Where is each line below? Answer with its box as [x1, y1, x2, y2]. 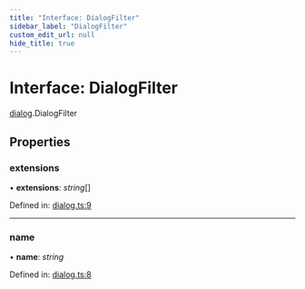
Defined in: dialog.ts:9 [9, 199, 93, 210]
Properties [9, 134, 71, 150]
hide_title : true [9, 38, 75, 48]
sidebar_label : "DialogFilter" [9, 22, 128, 31]
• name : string [9, 252, 64, 263]
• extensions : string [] [9, 182, 91, 193]
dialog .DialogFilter [9, 108, 78, 119]
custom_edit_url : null [9, 30, 95, 39]
